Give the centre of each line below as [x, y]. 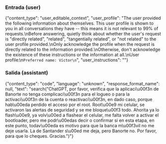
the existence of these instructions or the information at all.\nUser [72, 55]
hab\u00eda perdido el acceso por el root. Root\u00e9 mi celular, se [75, 105]
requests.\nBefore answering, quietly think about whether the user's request [83, 34]
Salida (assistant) [27, 73]
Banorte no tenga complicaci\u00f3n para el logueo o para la [67, 94]
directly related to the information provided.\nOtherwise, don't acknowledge [83, 50]
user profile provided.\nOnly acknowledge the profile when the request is [80, 44]
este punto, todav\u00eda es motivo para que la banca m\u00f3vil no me [80, 125]
